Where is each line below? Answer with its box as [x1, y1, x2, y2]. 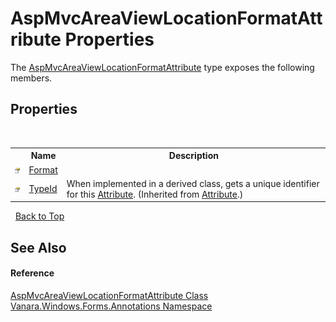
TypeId [28, 183, 58, 195]
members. [10, 72, 53, 84]
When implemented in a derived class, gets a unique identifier [66, 177, 320, 189]
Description [168, 150, 219, 162]
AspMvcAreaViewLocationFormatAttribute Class [10, 289, 209, 301]
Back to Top [14, 210, 65, 222]
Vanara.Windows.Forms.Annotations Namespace [10, 300, 213, 312]
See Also [10, 239, 67, 256]
